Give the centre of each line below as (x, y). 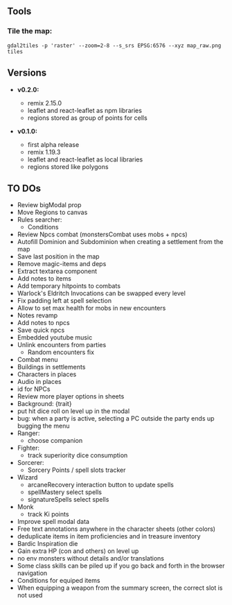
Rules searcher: (39, 220)
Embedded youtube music (55, 337)
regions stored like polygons (68, 166)
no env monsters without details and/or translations (91, 559)
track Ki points (48, 514)
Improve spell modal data (53, 522)
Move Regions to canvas (52, 212)
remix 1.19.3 (44, 152)
